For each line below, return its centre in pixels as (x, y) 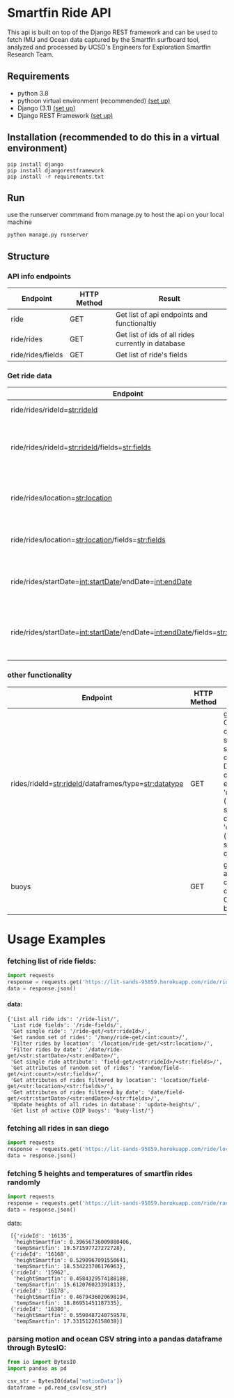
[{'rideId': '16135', (41, 1236)
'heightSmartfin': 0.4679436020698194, (71, 1297)
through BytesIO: (37, 1347)
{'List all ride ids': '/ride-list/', (63, 1019)
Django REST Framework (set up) (65, 115)
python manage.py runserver (48, 235)
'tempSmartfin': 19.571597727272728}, (70, 1248)
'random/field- (160, 1068)
